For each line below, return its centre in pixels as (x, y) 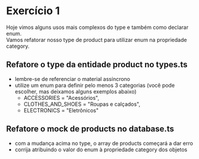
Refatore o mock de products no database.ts (90, 129)
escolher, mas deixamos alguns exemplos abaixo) (75, 91)
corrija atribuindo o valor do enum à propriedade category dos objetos (101, 150)
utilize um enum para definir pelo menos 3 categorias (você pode (95, 85)
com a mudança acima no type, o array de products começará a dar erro (104, 143)
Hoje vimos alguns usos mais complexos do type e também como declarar (97, 27)
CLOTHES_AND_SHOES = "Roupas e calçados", (82, 104)
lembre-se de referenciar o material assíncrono (72, 79)
